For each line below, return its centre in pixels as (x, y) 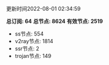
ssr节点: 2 (27, 48)
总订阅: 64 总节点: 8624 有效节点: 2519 (54, 21)
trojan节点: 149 (33, 56)
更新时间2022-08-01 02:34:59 (43, 9)
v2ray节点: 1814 (34, 41)
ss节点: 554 (29, 34)
